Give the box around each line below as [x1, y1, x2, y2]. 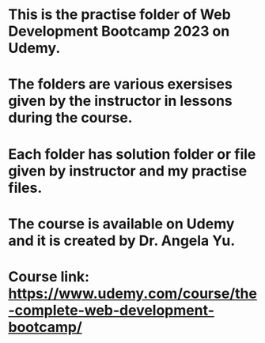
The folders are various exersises [8, 75, 233, 93]
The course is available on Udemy [8, 215, 235, 232]
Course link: [8, 267, 89, 285]
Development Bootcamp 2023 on [8, 22, 230, 40]
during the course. [8, 109, 133, 127]
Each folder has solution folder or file [8, 145, 256, 163]
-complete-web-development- [8, 301, 215, 319]
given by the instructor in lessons [8, 92, 233, 110]
